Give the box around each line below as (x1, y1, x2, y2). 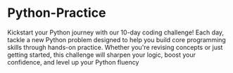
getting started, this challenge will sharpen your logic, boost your (7, 51, 196, 59)
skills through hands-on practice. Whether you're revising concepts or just (7, 43, 223, 51)
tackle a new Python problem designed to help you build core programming (7, 35, 227, 44)
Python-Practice (7, 5, 106, 21)
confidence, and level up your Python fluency (7, 58, 139, 66)
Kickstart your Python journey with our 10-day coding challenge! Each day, (7, 28, 224, 36)
